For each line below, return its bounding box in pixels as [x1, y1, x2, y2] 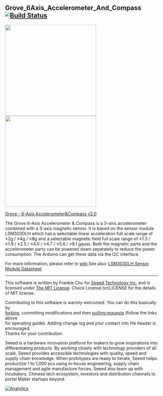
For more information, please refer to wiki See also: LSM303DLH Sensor [5, 260, 149, 266]
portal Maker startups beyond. [5, 376, 66, 382]
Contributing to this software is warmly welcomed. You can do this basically [5, 299, 157, 305]
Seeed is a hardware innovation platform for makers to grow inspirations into [5, 340, 158, 345]
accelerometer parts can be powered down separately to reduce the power [5, 246, 155, 252]
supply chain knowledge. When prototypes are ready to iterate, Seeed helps [5, 355, 158, 361]
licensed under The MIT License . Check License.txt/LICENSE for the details [5, 285, 156, 291]
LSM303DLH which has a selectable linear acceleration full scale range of [5, 230, 153, 236]
